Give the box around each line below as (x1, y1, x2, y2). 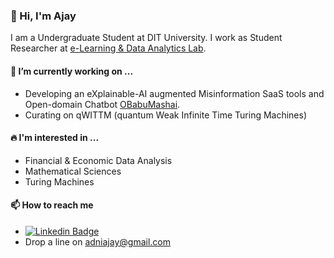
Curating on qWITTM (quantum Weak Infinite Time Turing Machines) (24, 109, 308, 121)
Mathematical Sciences (24, 165, 122, 177)
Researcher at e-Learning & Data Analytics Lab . (10, 42, 207, 54)
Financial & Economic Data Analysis (24, 154, 173, 166)
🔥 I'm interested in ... (10, 132, 100, 144)
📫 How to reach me (10, 199, 94, 211)
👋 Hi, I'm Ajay (10, 9, 77, 23)
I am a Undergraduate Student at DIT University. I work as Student (10, 32, 283, 44)
